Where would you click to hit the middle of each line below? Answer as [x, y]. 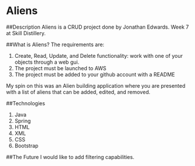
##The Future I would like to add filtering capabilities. [70, 157]
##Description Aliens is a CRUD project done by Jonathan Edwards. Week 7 [97, 27]
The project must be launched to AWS [60, 68]
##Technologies [26, 103]
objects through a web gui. [47, 62]
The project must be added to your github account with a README [95, 74]
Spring [23, 120]
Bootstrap [26, 146]
